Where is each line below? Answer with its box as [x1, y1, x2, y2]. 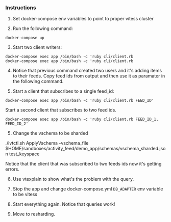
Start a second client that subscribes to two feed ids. [5, 107, 116, 113]
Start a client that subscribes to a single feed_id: [12, 88, 114, 94]
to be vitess [12, 191, 37, 198]
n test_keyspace [5, 151, 40, 157]
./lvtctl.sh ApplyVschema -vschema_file [5, 140, 89, 146]
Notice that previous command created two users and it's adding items [12, 68, 162, 74]
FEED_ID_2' [5, 121, 29, 126]
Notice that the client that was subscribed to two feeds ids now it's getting [5, 161, 162, 167]
